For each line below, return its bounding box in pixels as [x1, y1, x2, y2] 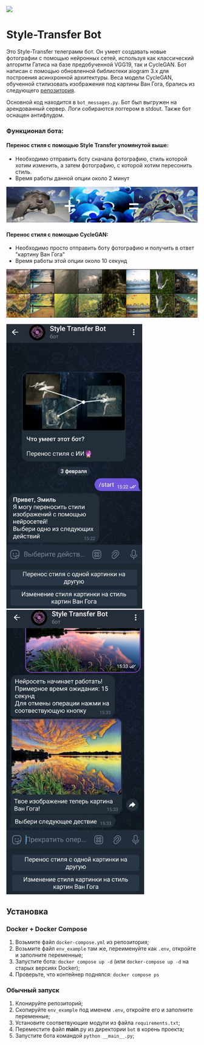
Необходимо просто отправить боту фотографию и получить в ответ [15, 244, 194, 252]
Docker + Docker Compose [6, 924, 88, 933]
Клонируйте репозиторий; [15, 1000, 83, 1007]
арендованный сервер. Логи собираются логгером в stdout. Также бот [6, 105, 191, 112]
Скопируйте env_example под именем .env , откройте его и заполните [15, 1006, 193, 1013]
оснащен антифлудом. [6, 111, 64, 119]
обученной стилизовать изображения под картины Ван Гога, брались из [6, 80, 195, 88]
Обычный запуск [6, 986, 59, 994]
